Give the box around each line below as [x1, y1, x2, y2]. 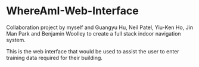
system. [6, 36, 26, 43]
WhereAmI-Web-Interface [6, 4, 139, 18]
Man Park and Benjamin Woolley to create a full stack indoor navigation [6, 30, 181, 37]
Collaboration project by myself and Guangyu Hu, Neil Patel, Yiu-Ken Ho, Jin [6, 24, 194, 31]
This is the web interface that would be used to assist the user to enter [6, 47, 180, 55]
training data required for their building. [6, 54, 103, 61]
